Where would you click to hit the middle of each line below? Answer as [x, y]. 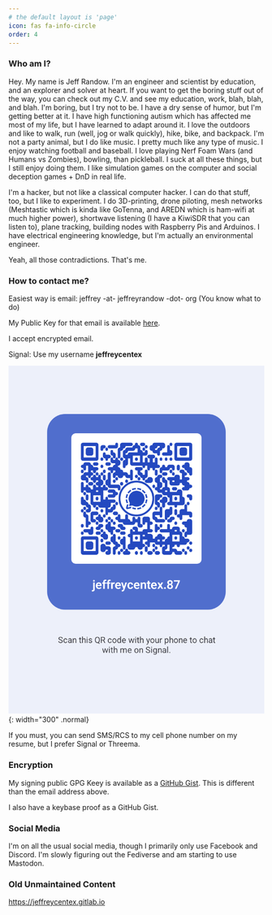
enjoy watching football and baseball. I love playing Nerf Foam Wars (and [131, 150]
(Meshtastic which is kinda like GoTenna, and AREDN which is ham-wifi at [132, 209]
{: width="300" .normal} [49, 720]
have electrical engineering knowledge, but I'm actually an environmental [131, 235]
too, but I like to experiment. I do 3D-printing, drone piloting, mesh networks [136, 201]
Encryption [31, 765]
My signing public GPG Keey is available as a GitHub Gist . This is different [132, 783]
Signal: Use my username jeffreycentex [75, 354]
